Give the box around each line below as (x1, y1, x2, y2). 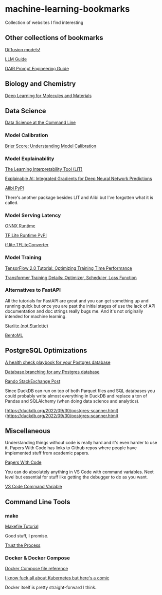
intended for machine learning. (5, 313, 67, 319)
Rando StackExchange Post (5, 378, 61, 384)
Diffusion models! (5, 46, 40, 52)
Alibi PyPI (5, 185, 24, 191)
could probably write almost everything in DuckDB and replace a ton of (5, 393, 147, 398)
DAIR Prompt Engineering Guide (5, 65, 69, 71)
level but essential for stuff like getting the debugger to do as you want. (5, 474, 148, 480)
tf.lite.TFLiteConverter (5, 242, 49, 248)
